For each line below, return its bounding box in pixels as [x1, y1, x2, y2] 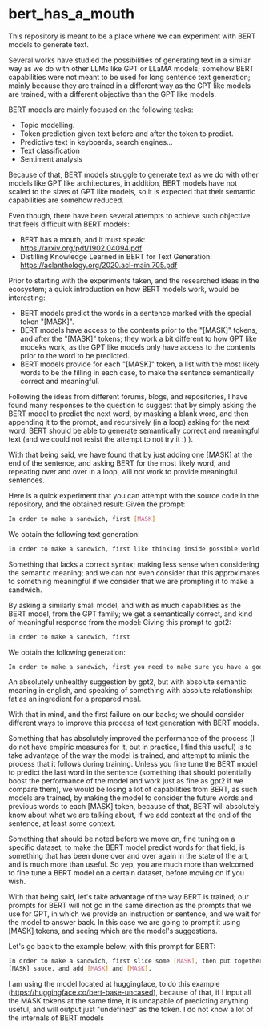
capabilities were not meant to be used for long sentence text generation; [8, 72, 251, 82]
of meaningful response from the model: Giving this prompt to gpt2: [8, 617, 231, 627]
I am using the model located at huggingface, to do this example [8, 979, 220, 989]
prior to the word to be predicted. [19, 350, 130, 360]
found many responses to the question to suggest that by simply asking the [8, 400, 257, 410]
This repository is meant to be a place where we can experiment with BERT [8, 31, 256, 41]
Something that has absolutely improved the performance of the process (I [8, 734, 255, 743]
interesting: [8, 293, 46, 302]
